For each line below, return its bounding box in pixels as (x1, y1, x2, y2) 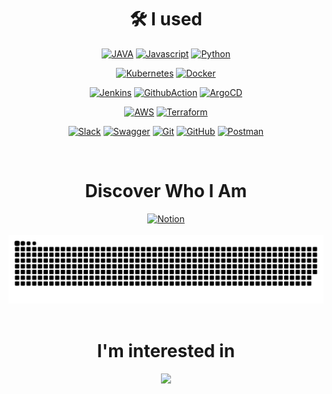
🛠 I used (129, 8, 203, 31)
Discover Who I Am (84, 180, 248, 203)
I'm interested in (96, 339, 236, 362)
